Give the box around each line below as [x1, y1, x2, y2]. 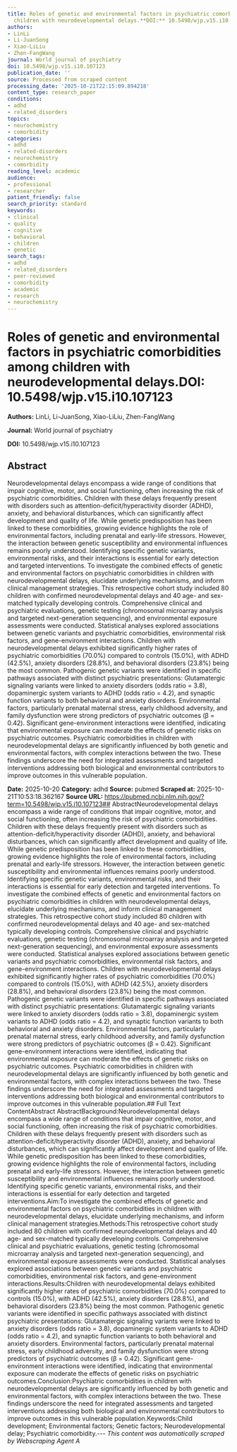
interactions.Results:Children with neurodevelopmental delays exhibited [7, 1279, 215, 1288]
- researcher [7, 188, 46, 195]
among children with [7, 359, 130, 375]
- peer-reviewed [7, 272, 55, 279]
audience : [7, 174, 37, 181]
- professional [7, 181, 52, 188]
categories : [7, 135, 42, 142]
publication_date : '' [7, 69, 71, 76]
